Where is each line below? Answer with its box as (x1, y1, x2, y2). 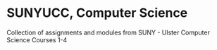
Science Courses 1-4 (6, 35, 68, 44)
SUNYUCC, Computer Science (6, 5, 188, 21)
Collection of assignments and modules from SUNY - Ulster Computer (6, 28, 211, 37)
